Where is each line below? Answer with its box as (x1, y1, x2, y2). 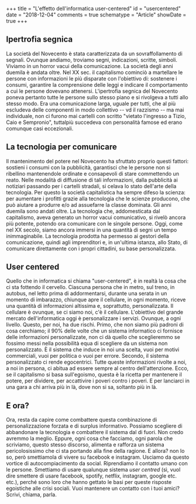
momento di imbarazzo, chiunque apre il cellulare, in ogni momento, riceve (6, 296, 186, 303)
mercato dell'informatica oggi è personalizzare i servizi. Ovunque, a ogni (6, 315, 181, 322)
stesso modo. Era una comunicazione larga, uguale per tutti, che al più (6, 100, 176, 107)
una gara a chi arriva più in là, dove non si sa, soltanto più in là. (6, 384, 158, 391)
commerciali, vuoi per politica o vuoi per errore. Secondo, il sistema (6, 352, 169, 359)
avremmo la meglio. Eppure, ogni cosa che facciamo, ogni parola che (6, 435, 173, 442)
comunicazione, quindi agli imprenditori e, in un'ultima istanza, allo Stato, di (6, 238, 188, 246)
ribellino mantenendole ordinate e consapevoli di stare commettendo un (6, 170, 180, 177)
